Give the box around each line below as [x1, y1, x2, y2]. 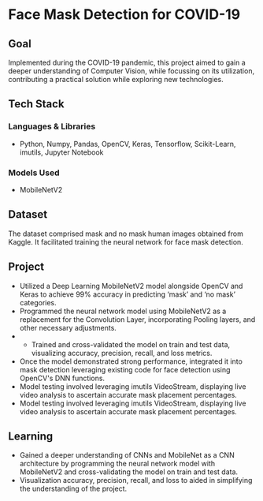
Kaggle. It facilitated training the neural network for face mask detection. [8, 237, 244, 246]
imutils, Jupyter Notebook [19, 148, 104, 157]
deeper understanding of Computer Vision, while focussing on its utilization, [8, 66, 254, 76]
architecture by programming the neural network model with [19, 459, 215, 469]
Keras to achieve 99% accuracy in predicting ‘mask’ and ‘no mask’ [19, 290, 236, 299]
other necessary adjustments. [19, 323, 117, 332]
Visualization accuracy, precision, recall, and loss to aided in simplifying [19, 476, 253, 485]
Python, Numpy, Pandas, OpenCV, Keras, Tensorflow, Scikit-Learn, [19, 139, 236, 148]
